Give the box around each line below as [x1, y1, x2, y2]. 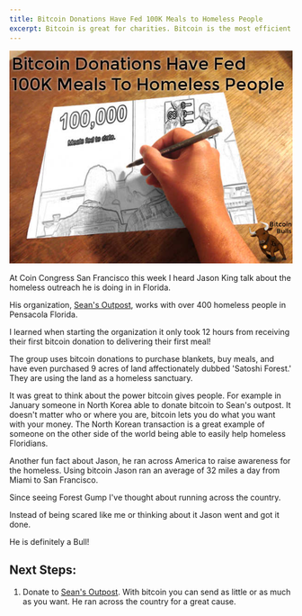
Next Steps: [9, 563, 76, 578]
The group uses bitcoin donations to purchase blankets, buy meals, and [9, 353, 275, 364]
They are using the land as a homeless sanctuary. [9, 372, 193, 383]
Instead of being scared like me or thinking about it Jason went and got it [9, 509, 280, 520]
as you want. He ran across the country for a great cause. [22, 595, 236, 607]
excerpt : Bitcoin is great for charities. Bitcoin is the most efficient [9, 23, 292, 33]
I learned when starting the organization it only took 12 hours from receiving [9, 326, 290, 337]
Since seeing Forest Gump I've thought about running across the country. [9, 492, 281, 503]
